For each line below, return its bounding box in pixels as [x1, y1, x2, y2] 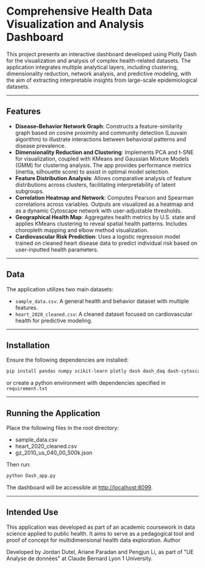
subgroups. [15, 188, 45, 195]
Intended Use [6, 507, 59, 517]
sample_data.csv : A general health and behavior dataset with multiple [15, 297, 189, 305]
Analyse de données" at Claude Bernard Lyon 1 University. [6, 555, 153, 562]
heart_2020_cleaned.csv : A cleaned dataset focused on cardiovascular [15, 310, 193, 318]
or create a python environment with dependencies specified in [6, 379, 166, 387]
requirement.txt [6, 386, 48, 392]
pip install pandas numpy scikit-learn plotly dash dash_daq [6, 368, 165, 374]
